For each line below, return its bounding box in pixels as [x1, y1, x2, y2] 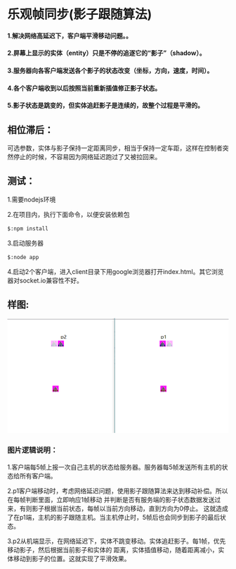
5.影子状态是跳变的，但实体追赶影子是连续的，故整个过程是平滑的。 [7, 101, 204, 110]
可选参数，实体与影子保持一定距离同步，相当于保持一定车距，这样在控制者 [7, 144, 223, 152]
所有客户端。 [19, 471, 57, 480]
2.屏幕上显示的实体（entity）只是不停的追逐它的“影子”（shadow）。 [7, 49, 206, 57]
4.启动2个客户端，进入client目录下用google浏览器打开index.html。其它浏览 [7, 267, 224, 275]
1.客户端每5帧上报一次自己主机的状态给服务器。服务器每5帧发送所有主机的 [7, 463, 223, 471]
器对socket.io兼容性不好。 [7, 276, 83, 284]
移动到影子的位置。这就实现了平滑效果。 [13, 554, 131, 563]
